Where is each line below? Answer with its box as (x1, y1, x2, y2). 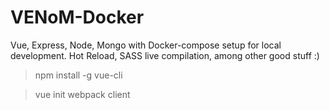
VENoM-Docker (10, 6, 145, 29)
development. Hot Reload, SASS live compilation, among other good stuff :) (10, 49, 320, 61)
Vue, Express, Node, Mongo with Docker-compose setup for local (10, 39, 282, 51)
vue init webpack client (34, 88, 131, 100)
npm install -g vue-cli (34, 69, 123, 81)
